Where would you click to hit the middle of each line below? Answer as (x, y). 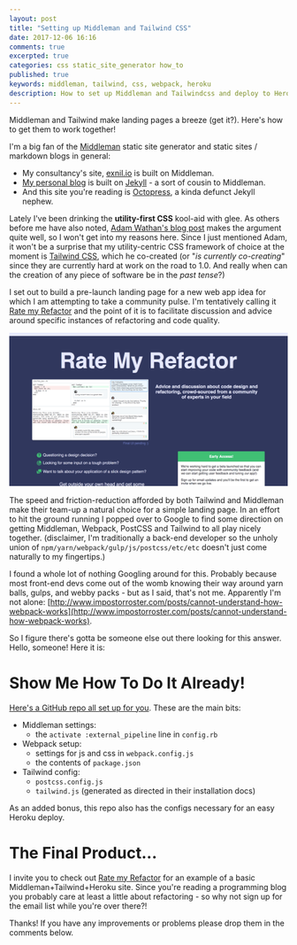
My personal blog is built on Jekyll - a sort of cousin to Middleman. (144, 182)
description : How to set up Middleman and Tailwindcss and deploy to (140, 93)
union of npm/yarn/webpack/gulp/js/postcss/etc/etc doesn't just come (138, 547)
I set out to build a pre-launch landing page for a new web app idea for (138, 291)
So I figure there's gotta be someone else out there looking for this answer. (145, 638)
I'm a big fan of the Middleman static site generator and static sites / (133, 146)
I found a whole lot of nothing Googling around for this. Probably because (143, 573)
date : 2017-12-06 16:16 (53, 37)
